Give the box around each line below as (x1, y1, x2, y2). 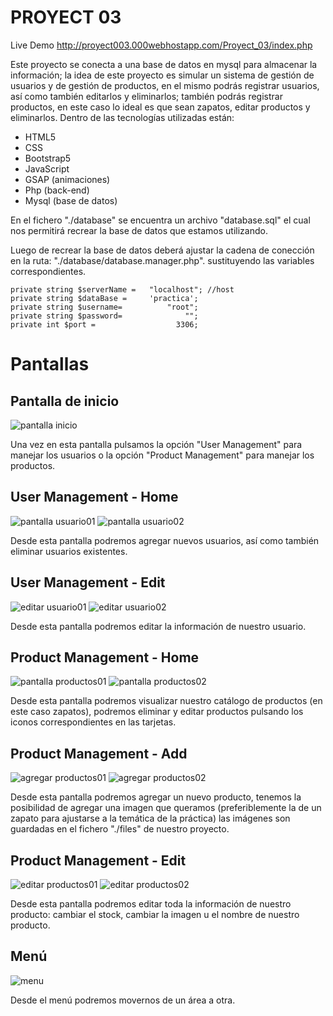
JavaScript (24, 162, 70, 175)
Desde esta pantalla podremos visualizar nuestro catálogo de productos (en (10, 695, 323, 707)
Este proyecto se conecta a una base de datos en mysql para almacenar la (10, 58, 318, 70)
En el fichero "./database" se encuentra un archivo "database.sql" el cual (10, 214, 311, 226)
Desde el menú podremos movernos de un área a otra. (10, 994, 236, 1006)
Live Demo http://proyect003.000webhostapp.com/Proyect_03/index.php (10, 39, 313, 51)
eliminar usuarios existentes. (10, 545, 128, 557)
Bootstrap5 (24, 152, 72, 164)
